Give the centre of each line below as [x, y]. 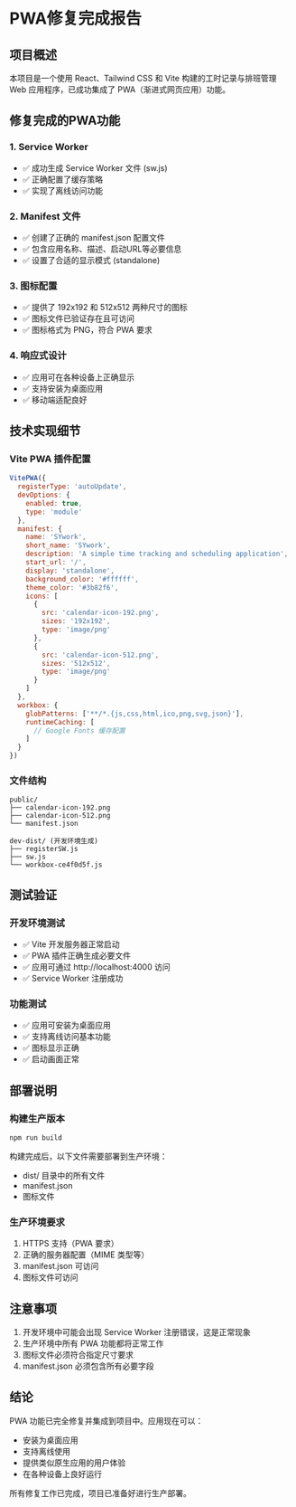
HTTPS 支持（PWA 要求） [70, 1244]
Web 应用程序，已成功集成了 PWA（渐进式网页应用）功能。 [120, 90]
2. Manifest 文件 [45, 216]
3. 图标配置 [33, 286]
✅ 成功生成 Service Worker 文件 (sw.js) [95, 167]
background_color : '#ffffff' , [83, 579]
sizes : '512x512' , [76, 663]
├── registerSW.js [44, 849]
